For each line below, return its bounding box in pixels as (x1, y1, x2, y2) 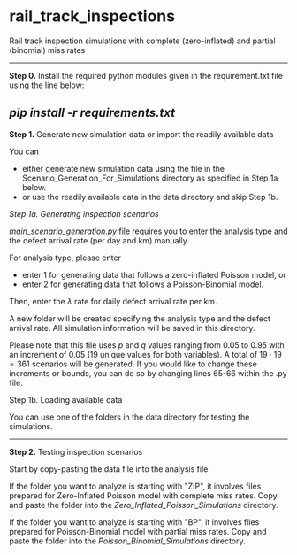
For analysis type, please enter (9, 252, 122, 263)
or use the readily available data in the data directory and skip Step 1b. (21, 191, 278, 202)
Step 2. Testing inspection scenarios (9, 446, 143, 457)
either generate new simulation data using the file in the (21, 163, 225, 173)
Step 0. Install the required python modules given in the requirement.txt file (9, 70, 283, 81)
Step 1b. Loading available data (9, 394, 123, 405)
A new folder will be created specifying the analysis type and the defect (9, 312, 271, 324)
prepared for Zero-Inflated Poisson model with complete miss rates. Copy (9, 489, 278, 501)
